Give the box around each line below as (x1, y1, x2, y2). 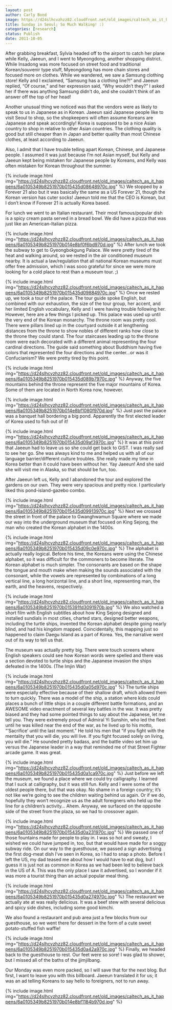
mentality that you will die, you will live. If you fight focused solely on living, (5, 733, 164, 739)
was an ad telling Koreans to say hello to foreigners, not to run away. (5, 978, 150, 984)
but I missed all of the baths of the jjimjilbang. (5, 957, 101, 963)
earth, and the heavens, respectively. (5, 583, 83, 590)
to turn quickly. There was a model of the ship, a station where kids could (5, 695, 160, 701)
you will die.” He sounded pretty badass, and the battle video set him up (5, 738, 158, 744)
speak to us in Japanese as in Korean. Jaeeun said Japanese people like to (5, 109, 164, 115)
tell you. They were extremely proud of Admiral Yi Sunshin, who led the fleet (5, 716, 166, 723)
